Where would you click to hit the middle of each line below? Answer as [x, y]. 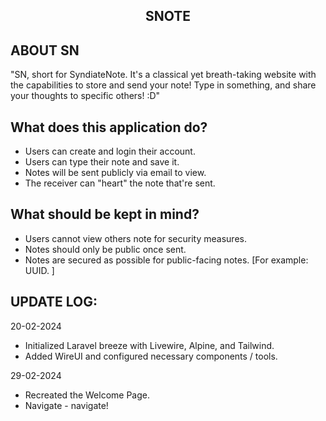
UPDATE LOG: [54, 302]
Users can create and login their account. [110, 151]
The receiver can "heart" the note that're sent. [120, 183]
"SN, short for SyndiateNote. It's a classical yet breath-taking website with [163, 75]
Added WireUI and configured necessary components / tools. [151, 356]
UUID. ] [39, 270]
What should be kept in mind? [105, 214]
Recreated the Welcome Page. [87, 395]
